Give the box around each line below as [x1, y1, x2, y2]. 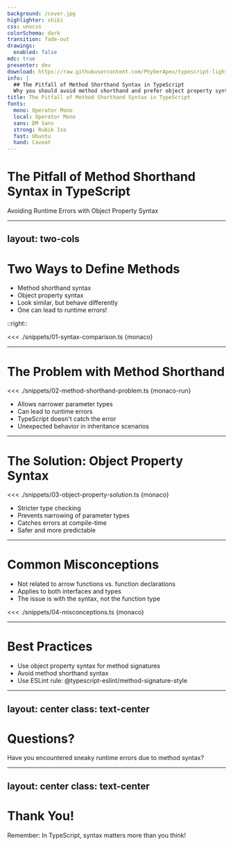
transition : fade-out [7, 36, 70, 43]
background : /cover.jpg [7, 10, 76, 17]
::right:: [7, 320, 28, 328]
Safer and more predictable [17, 526, 96, 535]
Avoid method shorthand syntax [17, 669, 109, 677]
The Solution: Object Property [7, 453, 184, 469]
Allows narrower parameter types [17, 400, 113, 408]
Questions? [7, 731, 75, 746]
